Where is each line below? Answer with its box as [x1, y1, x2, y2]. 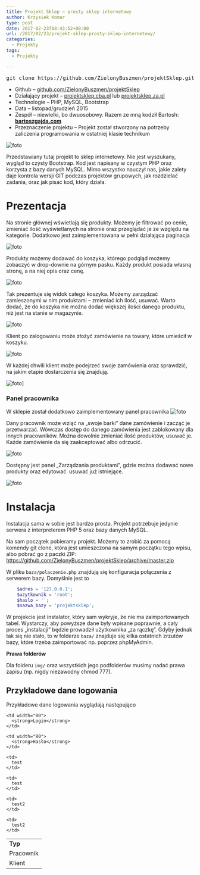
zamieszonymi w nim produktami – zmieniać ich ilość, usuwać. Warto [6, 296, 176, 304]
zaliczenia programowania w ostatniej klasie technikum [14, 130, 151, 137]
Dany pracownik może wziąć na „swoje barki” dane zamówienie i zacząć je [6, 419, 190, 426]
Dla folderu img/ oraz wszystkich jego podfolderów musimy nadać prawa [6, 662, 186, 669]
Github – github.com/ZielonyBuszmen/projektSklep [14, 86, 140, 93]
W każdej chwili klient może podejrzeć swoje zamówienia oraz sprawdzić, [6, 361, 187, 369]
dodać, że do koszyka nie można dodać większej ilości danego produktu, [6, 303, 186, 310]
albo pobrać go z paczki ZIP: [6, 550, 76, 557]
